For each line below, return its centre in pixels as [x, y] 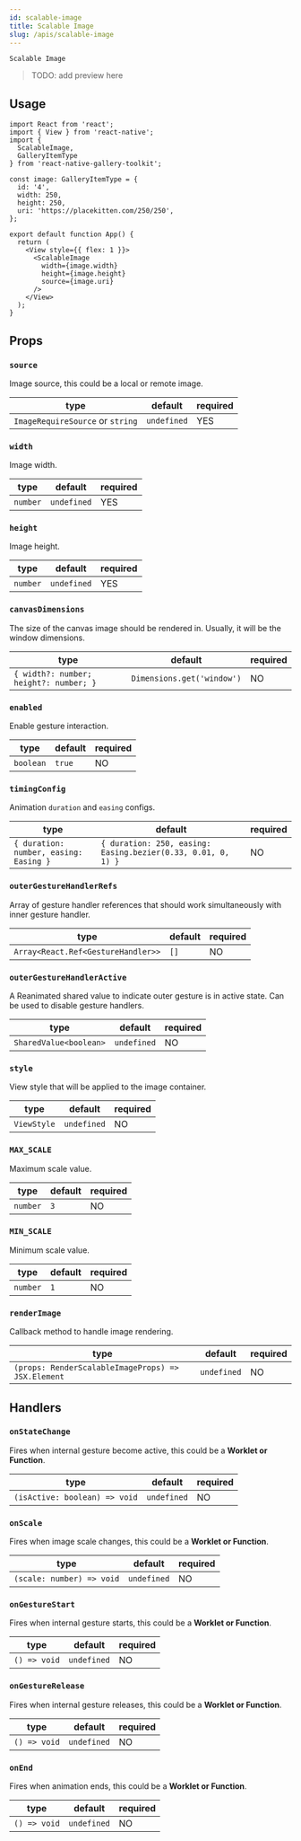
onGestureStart [43, 1605]
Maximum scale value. [51, 1168]
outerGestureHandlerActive [68, 977]
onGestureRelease [47, 1686]
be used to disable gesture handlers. [77, 1005]
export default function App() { [72, 234]
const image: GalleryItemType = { [74, 180]
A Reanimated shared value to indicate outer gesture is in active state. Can [147, 995]
